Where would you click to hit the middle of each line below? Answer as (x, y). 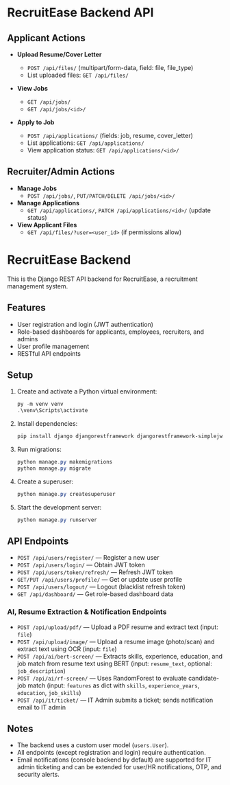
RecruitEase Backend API (80, 13)
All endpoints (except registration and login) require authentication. (112, 753)
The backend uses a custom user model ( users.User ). (93, 745)
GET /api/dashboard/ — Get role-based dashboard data (95, 594)
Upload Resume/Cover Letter (59, 54)
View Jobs (32, 88)
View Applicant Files (47, 225)
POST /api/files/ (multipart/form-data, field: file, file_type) (110, 68)
